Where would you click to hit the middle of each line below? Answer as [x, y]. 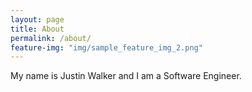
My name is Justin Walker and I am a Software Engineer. [126, 76]
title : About [37, 29]
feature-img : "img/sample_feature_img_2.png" [106, 47]
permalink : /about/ [51, 38]
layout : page [37, 19]
